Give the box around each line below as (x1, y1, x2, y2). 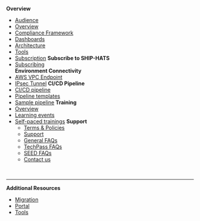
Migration (14, 196, 39, 203)
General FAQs (23, 137, 58, 144)
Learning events (14, 111, 55, 119)
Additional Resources (6, 185, 61, 191)
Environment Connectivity (14, 67, 82, 74)
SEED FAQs (23, 150, 52, 157)
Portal (14, 203, 30, 209)
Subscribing (14, 61, 45, 68)
